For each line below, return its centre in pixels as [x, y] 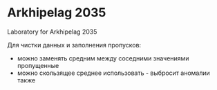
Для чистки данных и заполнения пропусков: [74, 45]
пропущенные [38, 65]
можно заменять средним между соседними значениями [103, 58]
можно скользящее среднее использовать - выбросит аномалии [114, 73]
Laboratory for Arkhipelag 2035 [52, 32]
